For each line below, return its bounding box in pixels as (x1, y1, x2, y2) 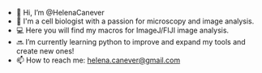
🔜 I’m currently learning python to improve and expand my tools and (15, 37, 246, 46)
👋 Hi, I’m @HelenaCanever (15, 8, 105, 17)
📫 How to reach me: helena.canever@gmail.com (15, 55, 181, 65)
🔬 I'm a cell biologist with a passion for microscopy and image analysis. (15, 16, 255, 26)
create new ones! (15, 46, 75, 56)
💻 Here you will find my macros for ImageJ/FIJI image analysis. (15, 25, 230, 35)
